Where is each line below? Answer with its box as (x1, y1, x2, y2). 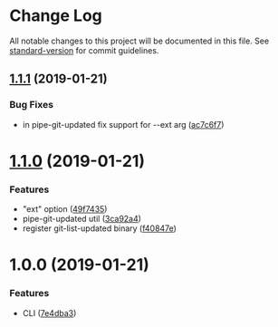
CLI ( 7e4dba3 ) (22, 307, 77, 318)
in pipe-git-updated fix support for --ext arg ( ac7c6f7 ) (22, 119, 225, 130)
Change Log (9, 5, 102, 26)
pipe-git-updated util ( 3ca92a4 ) (22, 214, 142, 225)
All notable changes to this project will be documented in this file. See (9, 35, 270, 46)
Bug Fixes (9, 99, 54, 111)
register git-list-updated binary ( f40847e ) (22, 223, 177, 234)
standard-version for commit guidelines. (9, 44, 159, 55)
